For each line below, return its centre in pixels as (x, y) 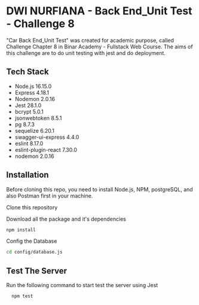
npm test (22, 296)
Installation (27, 175)
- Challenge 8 (40, 24)
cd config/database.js (34, 252)
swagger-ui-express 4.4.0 (47, 137)
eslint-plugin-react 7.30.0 (46, 150)
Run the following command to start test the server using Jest (82, 285)
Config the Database (32, 241)
